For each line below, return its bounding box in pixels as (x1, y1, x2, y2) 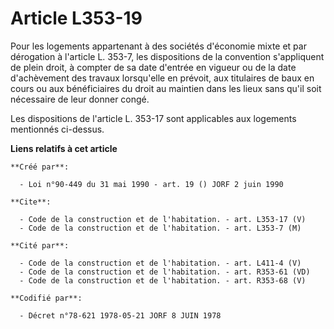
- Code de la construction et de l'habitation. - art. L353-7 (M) (19, 223, 302, 233)
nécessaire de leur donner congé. (10, 93, 150, 105)
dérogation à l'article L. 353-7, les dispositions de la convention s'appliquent (10, 50, 325, 62)
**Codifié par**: (10, 293, 83, 303)
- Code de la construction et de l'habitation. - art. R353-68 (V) (19, 275, 307, 286)
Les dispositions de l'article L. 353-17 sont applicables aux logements (10, 112, 297, 124)
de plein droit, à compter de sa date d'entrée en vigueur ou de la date (10, 61, 297, 73)
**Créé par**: (10, 162, 70, 172)
